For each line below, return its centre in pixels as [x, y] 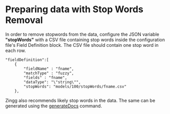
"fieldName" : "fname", [49, 69]
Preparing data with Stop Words [75, 9]
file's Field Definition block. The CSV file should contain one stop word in [82, 45]
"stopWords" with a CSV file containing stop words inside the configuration [85, 40]
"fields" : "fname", [45, 77]
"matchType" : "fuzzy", [49, 73]
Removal [24, 20]
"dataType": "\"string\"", [52, 82]
